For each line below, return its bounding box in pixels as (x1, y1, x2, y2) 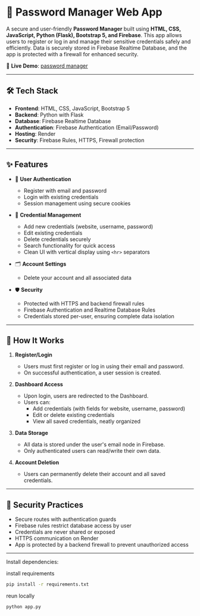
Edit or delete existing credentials (32, 411, 115, 419)
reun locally (6, 592, 35, 600)
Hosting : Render (14, 130, 56, 137)
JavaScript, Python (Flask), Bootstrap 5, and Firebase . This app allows (6, 31, 183, 38)
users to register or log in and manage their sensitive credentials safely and (6, 38, 191, 45)
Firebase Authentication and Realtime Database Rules (23, 306, 156, 313)
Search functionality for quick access (23, 242, 115, 249)
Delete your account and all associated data (23, 274, 132, 281)
